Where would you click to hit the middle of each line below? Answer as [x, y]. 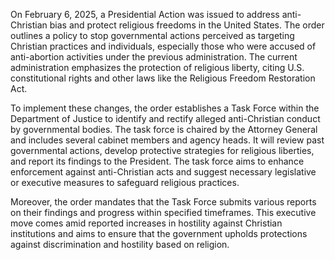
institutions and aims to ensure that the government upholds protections [159, 233]
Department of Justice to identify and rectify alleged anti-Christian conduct [165, 118]
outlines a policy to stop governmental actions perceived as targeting [152, 35]
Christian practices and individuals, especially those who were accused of [163, 46]
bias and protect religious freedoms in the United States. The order [187, 25]
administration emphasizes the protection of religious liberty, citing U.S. [157, 67]
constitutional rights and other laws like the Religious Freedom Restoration [163, 78]
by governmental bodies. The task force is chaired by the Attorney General [164, 129]
